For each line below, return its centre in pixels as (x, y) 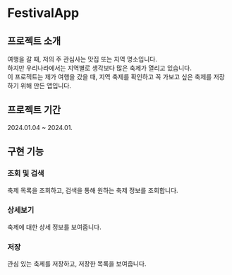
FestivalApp (43, 13)
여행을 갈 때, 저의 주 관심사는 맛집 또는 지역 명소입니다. (82, 59)
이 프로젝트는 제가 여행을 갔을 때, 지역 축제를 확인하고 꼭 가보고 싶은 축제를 (110, 77)
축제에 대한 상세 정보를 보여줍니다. (54, 227)
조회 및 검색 (26, 173)
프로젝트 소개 (34, 41)
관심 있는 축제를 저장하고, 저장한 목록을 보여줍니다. (77, 264)
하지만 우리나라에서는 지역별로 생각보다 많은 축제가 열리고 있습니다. (99, 68)
